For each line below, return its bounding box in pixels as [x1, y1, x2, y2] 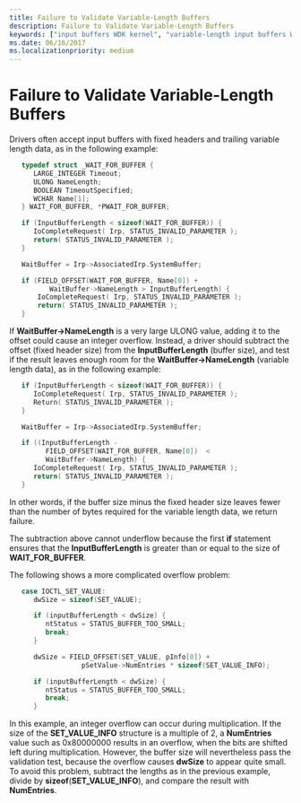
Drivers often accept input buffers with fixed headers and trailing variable [9, 134, 280, 144]
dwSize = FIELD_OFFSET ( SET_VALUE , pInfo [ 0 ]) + [32, 652, 211, 661]
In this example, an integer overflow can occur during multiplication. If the [9, 719, 282, 729]
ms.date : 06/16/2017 [9, 38, 87, 48]
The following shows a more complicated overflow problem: [9, 569, 231, 580]
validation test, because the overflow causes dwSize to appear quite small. [9, 756, 287, 767]
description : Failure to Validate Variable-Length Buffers [9, 22, 235, 31]
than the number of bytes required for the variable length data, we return [9, 506, 278, 517]
